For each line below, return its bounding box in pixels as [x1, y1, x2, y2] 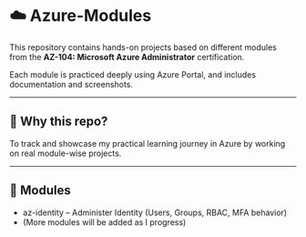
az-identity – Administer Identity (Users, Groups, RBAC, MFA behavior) [22, 207, 288, 218]
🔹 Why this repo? [9, 114, 108, 129]
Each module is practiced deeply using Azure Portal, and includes [9, 68, 257, 80]
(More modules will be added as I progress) [22, 216, 187, 227]
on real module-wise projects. [9, 148, 122, 159]
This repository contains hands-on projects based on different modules [9, 41, 278, 53]
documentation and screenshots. [9, 78, 134, 89]
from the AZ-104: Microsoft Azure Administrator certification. [9, 51, 245, 62]
